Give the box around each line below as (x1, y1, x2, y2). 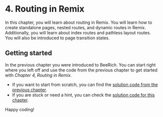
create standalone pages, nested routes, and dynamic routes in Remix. (5, 24, 147, 30)
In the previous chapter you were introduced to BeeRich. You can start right (5, 62, 156, 67)
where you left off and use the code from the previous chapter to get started (5, 67, 158, 73)
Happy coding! (5, 106, 35, 112)
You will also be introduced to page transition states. (5, 35, 110, 41)
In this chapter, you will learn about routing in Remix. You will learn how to (5, 19, 152, 25)
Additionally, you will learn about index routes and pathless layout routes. (5, 30, 151, 35)
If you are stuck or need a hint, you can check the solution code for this (12, 92, 155, 98)
